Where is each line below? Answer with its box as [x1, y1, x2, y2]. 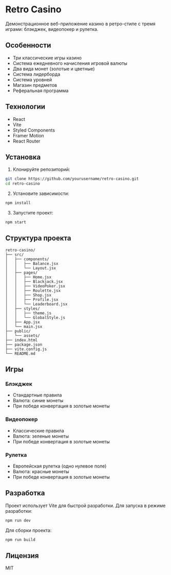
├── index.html [5, 337, 38, 343]
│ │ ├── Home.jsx [5, 274, 52, 280]
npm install [5, 201, 31, 206]
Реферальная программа [12, 87, 69, 94]
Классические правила [12, 427, 64, 434]
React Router [12, 138, 41, 144]
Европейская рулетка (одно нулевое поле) [12, 463, 107, 469]
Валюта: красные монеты [12, 468, 69, 474]
